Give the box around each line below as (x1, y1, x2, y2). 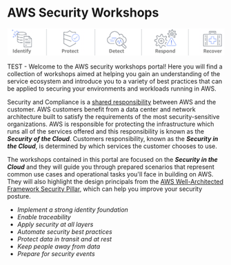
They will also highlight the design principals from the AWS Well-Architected (7, 178, 224, 186)
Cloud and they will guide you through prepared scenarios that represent (7, 163, 215, 171)
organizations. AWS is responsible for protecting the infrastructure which (7, 120, 214, 129)
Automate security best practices (17, 228, 112, 236)
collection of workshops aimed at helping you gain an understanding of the (7, 70, 221, 78)
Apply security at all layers (17, 220, 94, 229)
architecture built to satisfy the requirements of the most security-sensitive (7, 113, 220, 121)
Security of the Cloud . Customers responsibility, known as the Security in (7, 135, 219, 143)
